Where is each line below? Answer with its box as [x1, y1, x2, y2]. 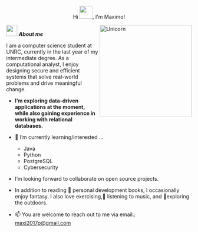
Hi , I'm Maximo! [72, 14, 126, 20]
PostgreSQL [23, 158, 53, 164]
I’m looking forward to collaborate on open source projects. [14, 175, 159, 182]
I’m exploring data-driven [14, 97, 78, 104]
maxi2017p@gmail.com [14, 220, 71, 226]
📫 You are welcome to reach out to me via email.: [14, 211, 136, 218]
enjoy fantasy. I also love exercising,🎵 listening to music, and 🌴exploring [14, 193, 190, 200]
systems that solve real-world [6, 74, 78, 80]
